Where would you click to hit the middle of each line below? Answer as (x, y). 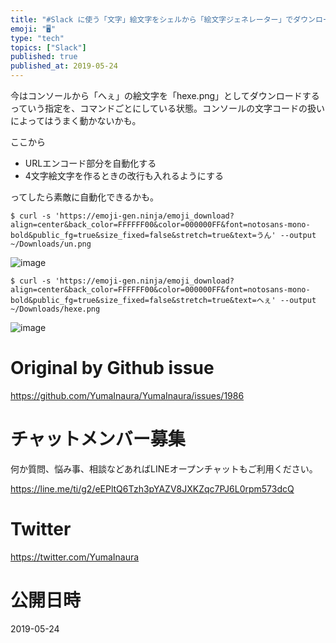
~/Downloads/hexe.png (55, 309)
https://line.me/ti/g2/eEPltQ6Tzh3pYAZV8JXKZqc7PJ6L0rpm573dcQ (152, 488)
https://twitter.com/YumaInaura (75, 557)
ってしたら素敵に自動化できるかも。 (85, 197)
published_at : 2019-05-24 (64, 66)
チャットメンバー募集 (98, 439)
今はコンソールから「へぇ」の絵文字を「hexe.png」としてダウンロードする (165, 95)
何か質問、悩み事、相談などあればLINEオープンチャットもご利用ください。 (164, 468)
